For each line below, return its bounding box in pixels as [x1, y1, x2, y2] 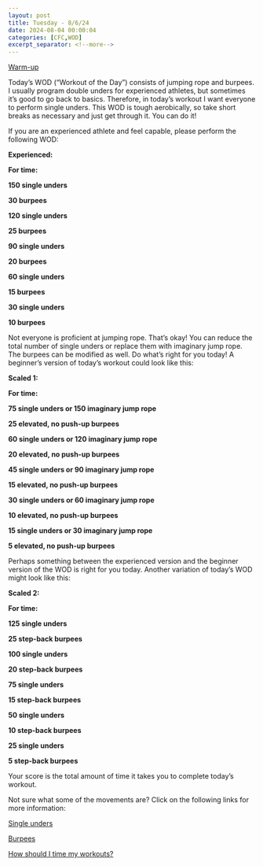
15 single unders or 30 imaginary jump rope [8, 526, 153, 535]
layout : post [8, 11, 51, 20]
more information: [8, 804, 66, 813]
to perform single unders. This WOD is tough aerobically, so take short [8, 103, 236, 113]
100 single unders [8, 649, 68, 659]
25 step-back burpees [8, 635, 82, 644]
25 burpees [8, 226, 47, 236]
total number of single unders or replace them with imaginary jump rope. [8, 342, 243, 351]
